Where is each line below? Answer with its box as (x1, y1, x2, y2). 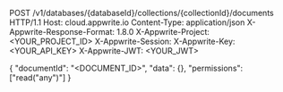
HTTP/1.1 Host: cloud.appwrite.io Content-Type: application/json (9, 17, 245, 28)
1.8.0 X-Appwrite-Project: (116, 27, 210, 37)
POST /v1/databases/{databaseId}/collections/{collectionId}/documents (9, 8, 275, 18)
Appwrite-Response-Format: (9, 27, 115, 37)
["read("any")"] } (9, 72, 72, 83)
